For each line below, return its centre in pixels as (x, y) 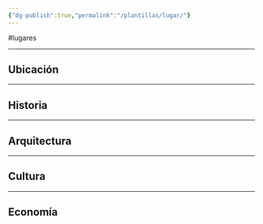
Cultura (27, 177)
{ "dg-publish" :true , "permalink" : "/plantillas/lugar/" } (99, 15)
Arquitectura (40, 141)
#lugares (22, 38)
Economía (33, 212)
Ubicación (34, 70)
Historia (28, 105)
